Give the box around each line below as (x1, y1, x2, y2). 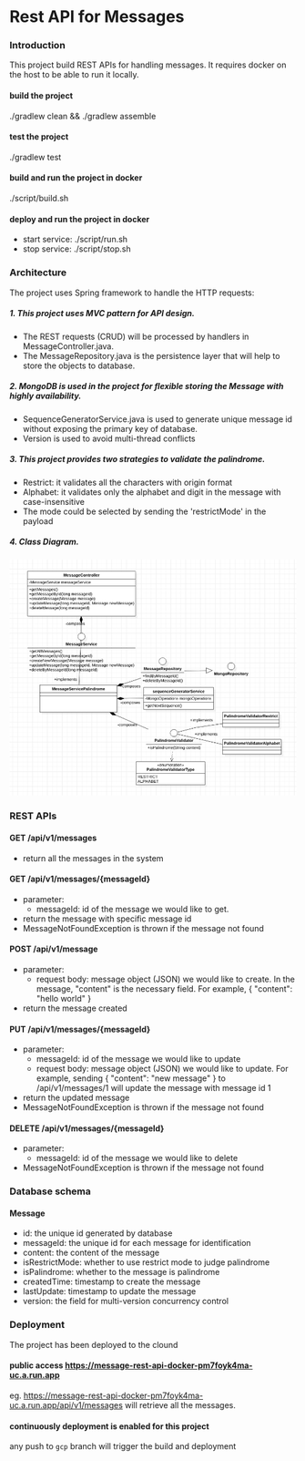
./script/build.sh (9, 193, 69, 204)
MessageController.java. (22, 340, 115, 352)
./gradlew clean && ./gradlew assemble (9, 110, 157, 121)
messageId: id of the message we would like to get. (36, 903, 229, 914)
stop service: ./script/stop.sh (22, 243, 131, 254)
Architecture (9, 266, 67, 279)
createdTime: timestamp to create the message (22, 1276, 201, 1287)
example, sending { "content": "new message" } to (36, 1073, 226, 1084)
